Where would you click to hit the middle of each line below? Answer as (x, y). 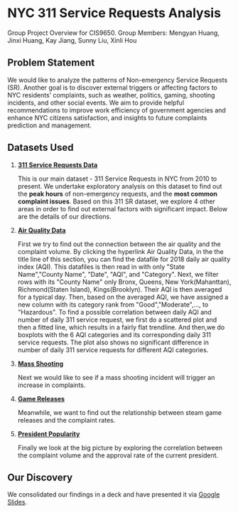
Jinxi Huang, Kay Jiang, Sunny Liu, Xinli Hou (72, 40)
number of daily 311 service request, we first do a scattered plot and (117, 319)
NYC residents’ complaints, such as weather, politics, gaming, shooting (111, 95)
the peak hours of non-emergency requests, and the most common (118, 194)
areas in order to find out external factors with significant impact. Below (123, 208)
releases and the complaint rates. (66, 420)
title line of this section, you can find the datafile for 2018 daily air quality (124, 259)
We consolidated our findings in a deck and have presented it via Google (114, 495)
